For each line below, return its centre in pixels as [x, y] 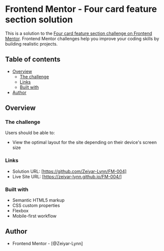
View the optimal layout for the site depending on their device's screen [84, 143]
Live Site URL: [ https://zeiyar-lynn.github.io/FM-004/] [67, 176]
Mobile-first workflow [34, 216]
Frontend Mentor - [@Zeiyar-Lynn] [48, 243]
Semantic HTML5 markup [38, 200]
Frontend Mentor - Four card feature [81, 9]
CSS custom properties [36, 205]
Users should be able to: [30, 133]
